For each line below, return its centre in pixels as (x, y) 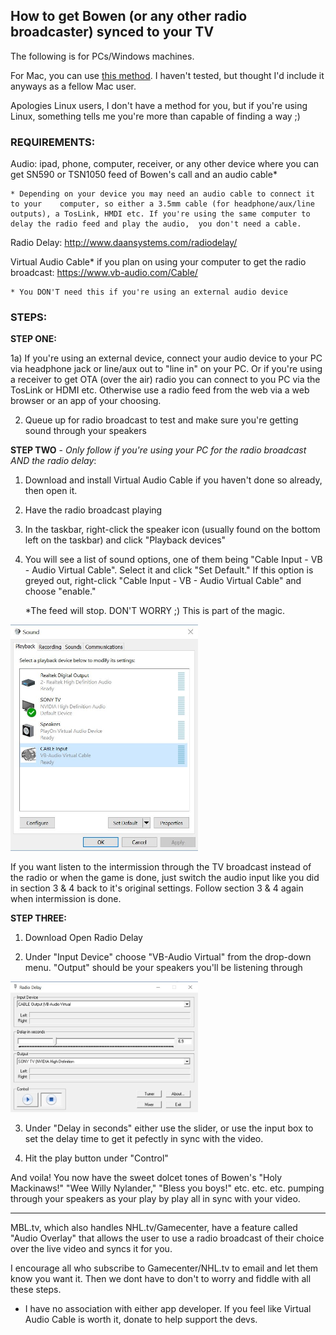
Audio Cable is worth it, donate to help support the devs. (141, 1319)
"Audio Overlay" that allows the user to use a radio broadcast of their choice (167, 1238)
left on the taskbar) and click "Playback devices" (125, 540)
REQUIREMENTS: (53, 142)
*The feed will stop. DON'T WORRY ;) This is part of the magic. (155, 611)
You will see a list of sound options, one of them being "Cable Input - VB (173, 560)
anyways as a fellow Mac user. (73, 86)
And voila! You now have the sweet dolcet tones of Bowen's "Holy (146, 1177)
